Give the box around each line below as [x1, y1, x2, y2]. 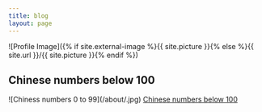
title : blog [8, 11, 49, 20]
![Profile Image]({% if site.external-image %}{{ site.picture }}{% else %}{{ [8, 41, 255, 51]
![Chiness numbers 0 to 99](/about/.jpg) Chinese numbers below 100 [8, 94, 239, 105]
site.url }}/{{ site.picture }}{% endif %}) [8, 50, 139, 60]
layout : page [8, 19, 53, 27]
